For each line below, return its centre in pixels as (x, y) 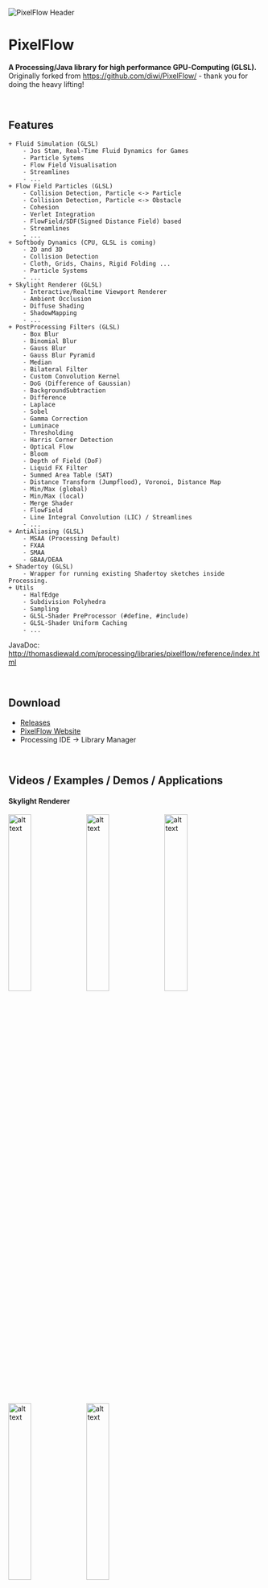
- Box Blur (41, 334)
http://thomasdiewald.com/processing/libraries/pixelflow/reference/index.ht (134, 653)
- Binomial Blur (50, 341)
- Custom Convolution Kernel (72, 376)
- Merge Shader (48, 503)
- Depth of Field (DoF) (63, 461)
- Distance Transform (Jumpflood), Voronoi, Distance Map (122, 482)
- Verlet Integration (59, 214)
